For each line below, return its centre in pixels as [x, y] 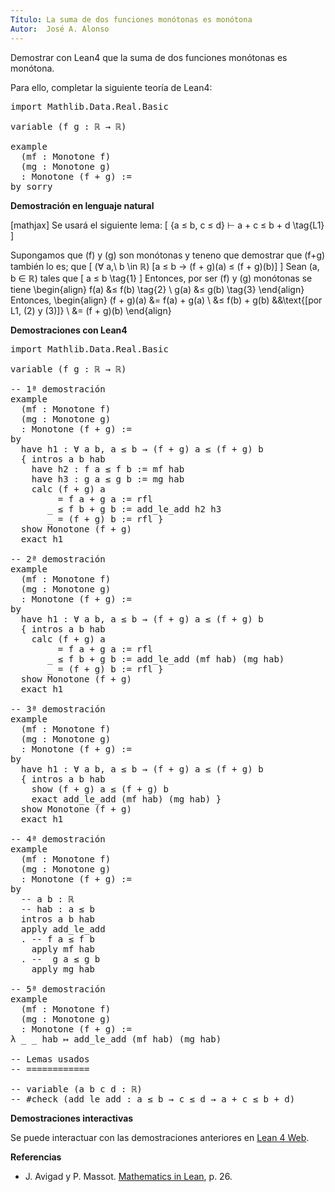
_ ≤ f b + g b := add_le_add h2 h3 [134, 509]
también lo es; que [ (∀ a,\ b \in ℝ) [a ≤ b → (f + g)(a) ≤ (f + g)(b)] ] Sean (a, [165, 266]
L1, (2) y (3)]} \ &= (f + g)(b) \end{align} [91, 310]
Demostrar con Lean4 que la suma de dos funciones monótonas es [149, 57]
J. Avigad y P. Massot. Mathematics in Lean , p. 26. [128, 1176]
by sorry [31, 186]
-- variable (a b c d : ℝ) [76, 1089]
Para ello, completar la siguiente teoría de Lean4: [111, 87]
